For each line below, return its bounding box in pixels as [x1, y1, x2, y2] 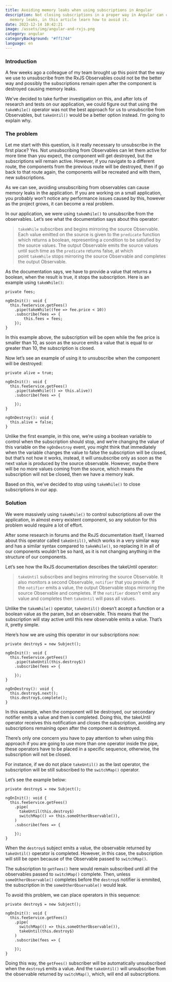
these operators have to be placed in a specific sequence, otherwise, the [5, 746, 160, 752]
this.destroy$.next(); [10, 691, 58, 696]
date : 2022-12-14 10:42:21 [5, 22, 63, 27]
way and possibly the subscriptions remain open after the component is [5, 80, 157, 87]
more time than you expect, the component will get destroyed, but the [5, 153, 153, 159]
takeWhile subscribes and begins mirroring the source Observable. [17, 226, 160, 232]
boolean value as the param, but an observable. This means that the [5, 611, 149, 617]
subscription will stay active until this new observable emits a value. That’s [5, 616, 162, 622]
